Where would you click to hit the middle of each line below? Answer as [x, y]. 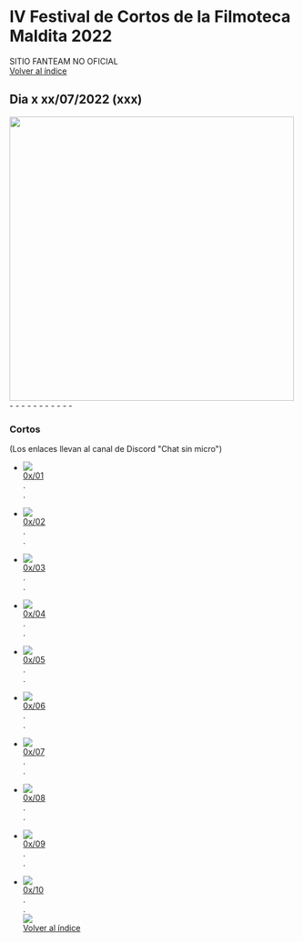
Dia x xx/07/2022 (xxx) [76, 100]
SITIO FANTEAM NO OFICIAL [64, 61]
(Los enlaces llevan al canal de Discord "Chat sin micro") [116, 449]
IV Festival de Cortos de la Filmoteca [150, 17]
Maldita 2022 [61, 36]
